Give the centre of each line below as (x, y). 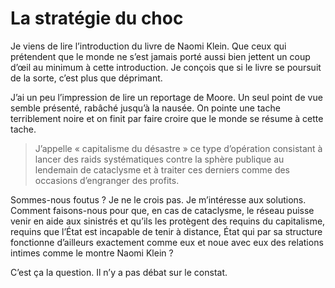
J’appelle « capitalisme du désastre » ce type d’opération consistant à (178, 148)
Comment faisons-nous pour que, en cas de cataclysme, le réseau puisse (162, 210)
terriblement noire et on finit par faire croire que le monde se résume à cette (167, 118)
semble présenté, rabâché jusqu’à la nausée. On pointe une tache (145, 108)
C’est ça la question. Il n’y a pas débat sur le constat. (119, 272)
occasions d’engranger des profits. (107, 180)
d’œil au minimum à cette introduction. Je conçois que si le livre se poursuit (166, 67)
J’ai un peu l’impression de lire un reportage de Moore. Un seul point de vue (166, 97)
